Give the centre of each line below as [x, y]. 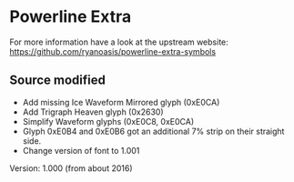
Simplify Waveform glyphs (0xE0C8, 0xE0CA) [108, 121]
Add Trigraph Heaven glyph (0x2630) [93, 112]
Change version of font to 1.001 [81, 150]
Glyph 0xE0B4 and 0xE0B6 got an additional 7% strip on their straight [153, 131]
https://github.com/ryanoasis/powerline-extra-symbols [113, 51]
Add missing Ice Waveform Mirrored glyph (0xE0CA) [121, 102]
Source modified [58, 81]
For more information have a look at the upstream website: [119, 42]
